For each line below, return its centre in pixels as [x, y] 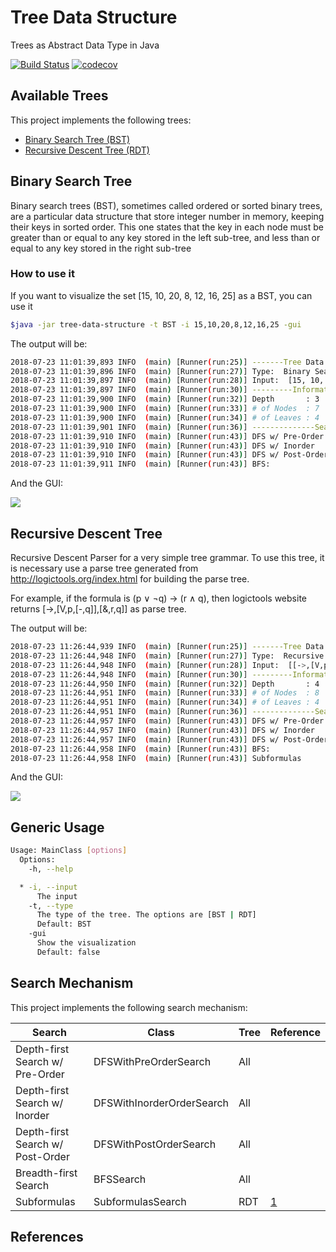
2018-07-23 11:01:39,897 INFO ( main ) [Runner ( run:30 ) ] [129, 390]
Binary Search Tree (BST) [77, 139]
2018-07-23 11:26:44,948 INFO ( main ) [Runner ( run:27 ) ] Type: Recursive [167, 656]
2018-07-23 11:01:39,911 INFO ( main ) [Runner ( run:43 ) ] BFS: [140, 464]
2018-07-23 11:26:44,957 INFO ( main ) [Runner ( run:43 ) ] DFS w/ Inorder [162, 730]
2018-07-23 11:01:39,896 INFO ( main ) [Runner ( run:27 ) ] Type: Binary [160, 371]
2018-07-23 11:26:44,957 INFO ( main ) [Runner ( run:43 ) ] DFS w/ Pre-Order [167, 721]
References [47, 1237]
